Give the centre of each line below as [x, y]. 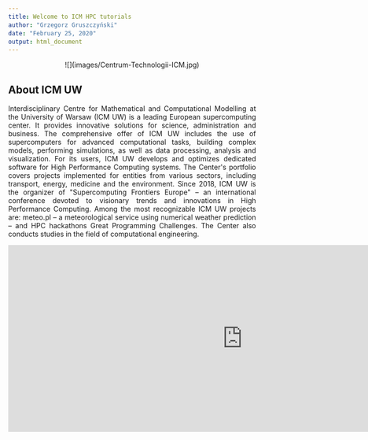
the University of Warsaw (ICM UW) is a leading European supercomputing [132, 117]
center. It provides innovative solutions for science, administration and [132, 125]
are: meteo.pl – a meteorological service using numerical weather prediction [132, 217]
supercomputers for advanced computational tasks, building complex [132, 142]
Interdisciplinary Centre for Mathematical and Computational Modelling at [132, 109]
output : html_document [45, 42]
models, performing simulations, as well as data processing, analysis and [132, 150]
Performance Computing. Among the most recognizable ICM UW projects [132, 209]
